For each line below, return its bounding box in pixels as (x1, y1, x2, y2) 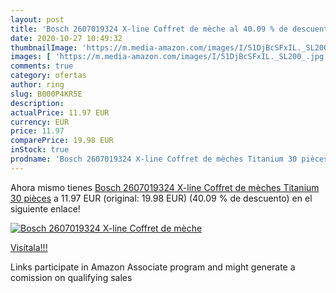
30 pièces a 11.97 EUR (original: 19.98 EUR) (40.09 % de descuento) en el (10, 192, 313, 204)
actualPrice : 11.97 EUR (10, 107, 110, 118)
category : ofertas (10, 71, 87, 81)
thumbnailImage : (10, 42, 78, 53)
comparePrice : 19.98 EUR (10, 136, 114, 146)
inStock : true (10, 145, 70, 155)
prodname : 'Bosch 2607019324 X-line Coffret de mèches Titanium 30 (10, 154, 298, 164)
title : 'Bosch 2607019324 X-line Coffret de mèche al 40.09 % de (10, 24, 288, 34)
